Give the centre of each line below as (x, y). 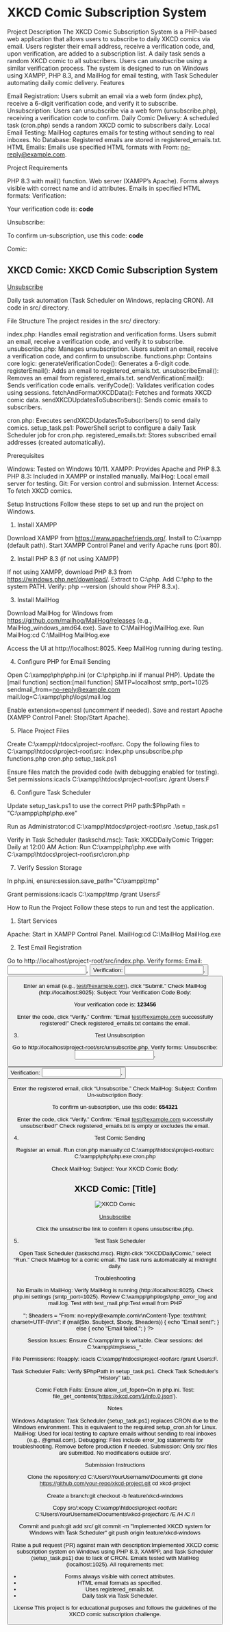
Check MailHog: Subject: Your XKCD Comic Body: (115, 1169)
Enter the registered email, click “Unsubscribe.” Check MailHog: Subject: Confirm (115, 1089)
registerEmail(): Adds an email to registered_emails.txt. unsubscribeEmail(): (113, 370)
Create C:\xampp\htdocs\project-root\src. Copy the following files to (103, 744)
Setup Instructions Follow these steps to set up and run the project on (105, 504)
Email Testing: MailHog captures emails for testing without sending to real (111, 133)
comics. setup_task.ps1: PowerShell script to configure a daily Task (102, 428)
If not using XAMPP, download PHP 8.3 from (69, 572)
